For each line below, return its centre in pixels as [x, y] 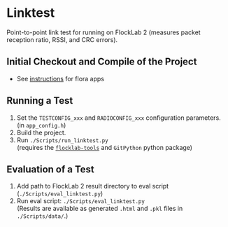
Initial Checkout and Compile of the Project [102, 62]
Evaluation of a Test [51, 169]
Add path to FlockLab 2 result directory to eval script [93, 186]
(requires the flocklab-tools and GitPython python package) [105, 147]
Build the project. [41, 132]
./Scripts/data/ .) [42, 216]
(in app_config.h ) [41, 125]
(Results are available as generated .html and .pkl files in [100, 209]
